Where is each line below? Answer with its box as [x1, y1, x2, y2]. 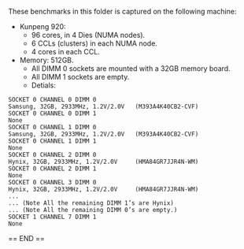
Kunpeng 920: [19, 22, 66, 31]
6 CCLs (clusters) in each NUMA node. [31, 39, 157, 48]
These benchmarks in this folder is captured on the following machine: [8, 7, 237, 16]
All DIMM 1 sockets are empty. [31, 72, 130, 81]
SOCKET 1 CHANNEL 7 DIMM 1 [8, 213, 97, 221]
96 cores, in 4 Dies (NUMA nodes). [31, 31, 146, 39]
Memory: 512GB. [19, 55, 74, 65]
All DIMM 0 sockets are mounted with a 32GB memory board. [31, 64, 231, 73]
